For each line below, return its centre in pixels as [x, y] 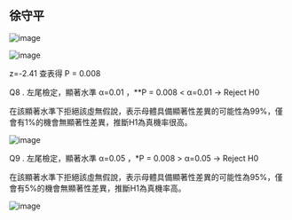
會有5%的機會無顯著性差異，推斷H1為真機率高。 [98, 188]
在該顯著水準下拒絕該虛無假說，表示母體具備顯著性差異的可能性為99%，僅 [146, 111]
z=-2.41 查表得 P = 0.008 [55, 73]
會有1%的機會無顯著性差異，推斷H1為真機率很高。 [101, 122]
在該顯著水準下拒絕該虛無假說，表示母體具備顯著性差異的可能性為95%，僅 [146, 177]
